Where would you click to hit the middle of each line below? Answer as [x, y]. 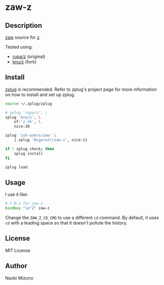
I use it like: [17, 194]
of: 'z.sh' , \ [27, 122]
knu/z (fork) [24, 62]
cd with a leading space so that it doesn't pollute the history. [66, 223]
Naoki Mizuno [19, 278]
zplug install [28, 153]
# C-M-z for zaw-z [24, 204]
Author [16, 266]
